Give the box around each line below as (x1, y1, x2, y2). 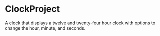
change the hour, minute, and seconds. (5, 25, 86, 31)
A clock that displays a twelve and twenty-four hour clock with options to (5, 20, 156, 26)
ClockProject (5, 3, 60, 15)
